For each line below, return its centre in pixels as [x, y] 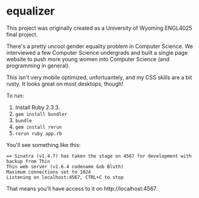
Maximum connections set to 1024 [49, 172]
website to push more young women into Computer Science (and [88, 59]
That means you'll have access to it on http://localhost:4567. [82, 188]
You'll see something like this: [44, 145]
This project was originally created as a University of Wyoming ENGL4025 [100, 28]
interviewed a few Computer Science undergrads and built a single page [97, 52]
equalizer [30, 11]
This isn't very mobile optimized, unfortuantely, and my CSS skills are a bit [99, 77]
